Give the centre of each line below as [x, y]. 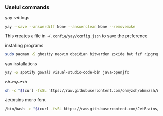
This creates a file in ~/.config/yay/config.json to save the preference [76, 36]
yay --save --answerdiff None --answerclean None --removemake [70, 27]
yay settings [17, 18]
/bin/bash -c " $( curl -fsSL [33, 109]
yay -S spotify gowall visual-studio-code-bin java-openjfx [67, 73]
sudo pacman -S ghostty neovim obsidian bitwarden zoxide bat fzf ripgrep [82, 54]
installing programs [24, 46]
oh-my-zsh [16, 82]
